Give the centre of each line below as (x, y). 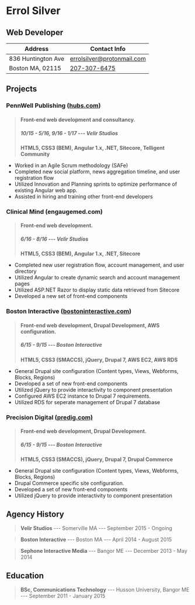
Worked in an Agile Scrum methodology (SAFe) (71, 165)
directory (25, 271)
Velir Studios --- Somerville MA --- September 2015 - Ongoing (96, 528)
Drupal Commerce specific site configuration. (69, 483)
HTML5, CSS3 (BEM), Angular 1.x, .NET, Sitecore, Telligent (93, 148)
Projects (22, 89)
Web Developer (35, 33)
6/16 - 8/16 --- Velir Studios (54, 239)
